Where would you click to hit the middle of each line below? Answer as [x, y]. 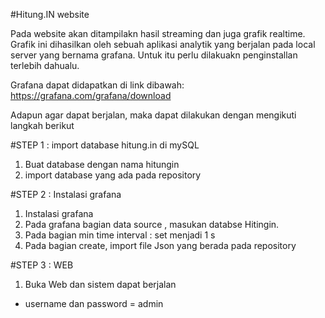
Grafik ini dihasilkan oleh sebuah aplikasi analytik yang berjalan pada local [163, 44]
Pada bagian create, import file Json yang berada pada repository [160, 245]
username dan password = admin [94, 303]
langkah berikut [42, 125]
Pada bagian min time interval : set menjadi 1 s [120, 235]
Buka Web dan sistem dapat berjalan [100, 284]
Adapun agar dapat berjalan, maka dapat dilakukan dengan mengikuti [153, 115]
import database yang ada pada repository [113, 175]
